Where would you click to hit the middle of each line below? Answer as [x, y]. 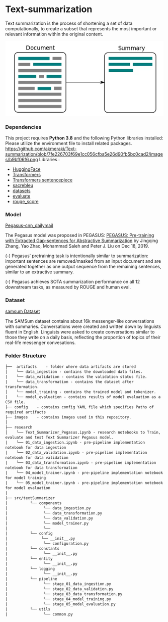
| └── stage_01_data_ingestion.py [58, 584]
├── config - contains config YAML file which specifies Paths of [80, 407]
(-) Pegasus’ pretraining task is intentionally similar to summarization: [77, 256]
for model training [26, 478]
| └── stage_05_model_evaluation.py [60, 604]
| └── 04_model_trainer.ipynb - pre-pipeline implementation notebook [84, 473]
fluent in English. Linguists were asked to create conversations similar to [80, 331]
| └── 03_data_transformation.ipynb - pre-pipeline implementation [81, 463]
